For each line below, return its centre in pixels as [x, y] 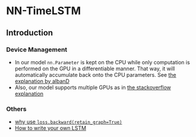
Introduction [30, 33]
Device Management [37, 50]
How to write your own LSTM [50, 128]
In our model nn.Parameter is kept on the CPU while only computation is [102, 62]
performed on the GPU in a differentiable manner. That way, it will [95, 68]
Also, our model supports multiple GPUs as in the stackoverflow [93, 87]
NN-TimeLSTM [44, 11]
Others [16, 109]
